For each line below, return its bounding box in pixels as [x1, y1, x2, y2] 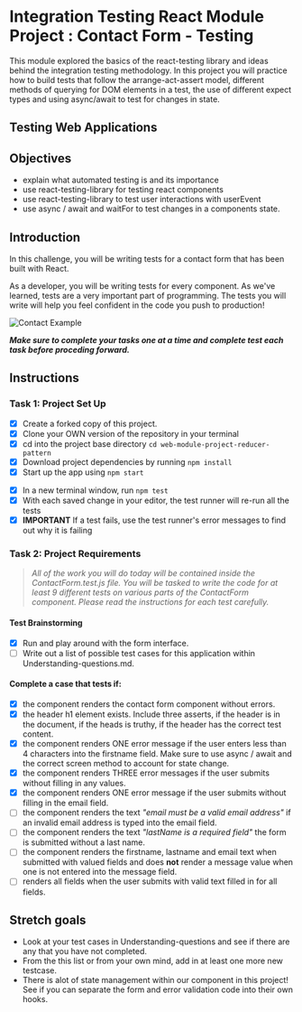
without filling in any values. [22, 778, 126, 789]
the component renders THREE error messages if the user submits [22, 767, 270, 778]
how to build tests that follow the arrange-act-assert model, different [9, 74, 264, 85]
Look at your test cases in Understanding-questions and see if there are [22, 936, 290, 947]
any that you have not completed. [22, 946, 147, 957]
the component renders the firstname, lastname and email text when [22, 847, 277, 858]
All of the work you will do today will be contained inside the [31, 568, 255, 579]
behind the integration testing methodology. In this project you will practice [9, 65, 288, 76]
